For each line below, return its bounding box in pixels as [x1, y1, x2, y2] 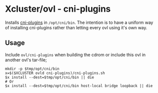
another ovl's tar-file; [5, 57, 47, 63]
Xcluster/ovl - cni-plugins [5, 3, 111, 15]
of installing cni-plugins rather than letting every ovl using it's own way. [5, 24, 148, 30]
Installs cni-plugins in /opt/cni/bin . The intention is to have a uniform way [5, 19, 154, 25]
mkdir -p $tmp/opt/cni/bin [5, 66, 60, 71]
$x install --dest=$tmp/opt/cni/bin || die [5, 74, 95, 80]
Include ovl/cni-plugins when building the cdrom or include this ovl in [5, 52, 146, 57]
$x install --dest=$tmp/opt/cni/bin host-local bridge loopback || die [5, 83, 153, 88]
